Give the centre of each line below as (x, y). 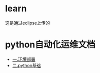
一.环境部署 (24, 59)
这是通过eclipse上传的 (28, 23)
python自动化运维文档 (50, 45)
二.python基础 (26, 65)
